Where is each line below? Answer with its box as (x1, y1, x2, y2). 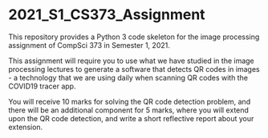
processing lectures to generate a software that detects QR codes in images (8, 64, 260, 73)
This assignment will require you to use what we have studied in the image (8, 56, 254, 65)
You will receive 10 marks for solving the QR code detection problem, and (8, 97, 251, 106)
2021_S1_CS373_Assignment (8, 6, 206, 24)
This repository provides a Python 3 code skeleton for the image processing (8, 32, 260, 41)
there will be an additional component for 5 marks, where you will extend (8, 105, 249, 115)
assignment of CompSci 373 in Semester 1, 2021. (8, 40, 170, 49)
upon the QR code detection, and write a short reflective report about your (8, 113, 254, 123)
